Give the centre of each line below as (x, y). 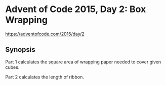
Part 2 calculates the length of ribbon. (45, 77)
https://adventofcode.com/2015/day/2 (45, 34)
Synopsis (20, 50)
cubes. (12, 67)
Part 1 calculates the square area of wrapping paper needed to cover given (83, 62)
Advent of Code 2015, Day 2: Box (76, 9)
